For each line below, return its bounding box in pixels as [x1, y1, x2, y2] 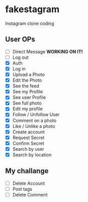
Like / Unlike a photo [12, 123, 55, 129]
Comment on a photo [12, 117, 57, 123]
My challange [5, 166, 49, 176]
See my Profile [12, 89, 43, 95]
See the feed [12, 83, 39, 89]
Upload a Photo [12, 72, 45, 77]
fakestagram [5, 4, 59, 15]
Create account [12, 128, 45, 135]
